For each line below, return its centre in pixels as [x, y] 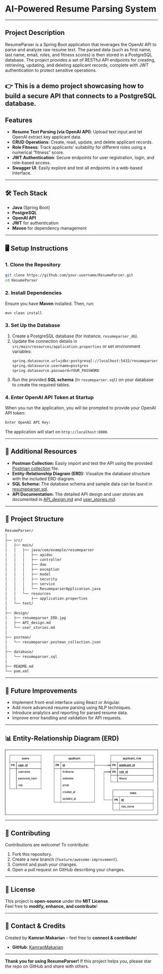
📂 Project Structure [34, 519]
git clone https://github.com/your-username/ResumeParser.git [69, 275]
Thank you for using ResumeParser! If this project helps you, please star [78, 961]
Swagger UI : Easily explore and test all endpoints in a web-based [77, 168]
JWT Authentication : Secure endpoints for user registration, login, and [83, 157]
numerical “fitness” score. [38, 152]
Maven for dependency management [49, 228]
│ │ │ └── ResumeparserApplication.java [53, 589]
